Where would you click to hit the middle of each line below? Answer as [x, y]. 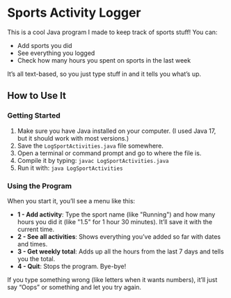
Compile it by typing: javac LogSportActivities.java [93, 160]
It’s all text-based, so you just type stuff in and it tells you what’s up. [104, 74]
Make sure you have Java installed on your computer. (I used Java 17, [117, 131]
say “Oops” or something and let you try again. [74, 287]
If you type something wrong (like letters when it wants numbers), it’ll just [112, 279]
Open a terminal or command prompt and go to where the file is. [109, 153]
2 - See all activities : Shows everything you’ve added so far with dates [119, 236]
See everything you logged [56, 53]
